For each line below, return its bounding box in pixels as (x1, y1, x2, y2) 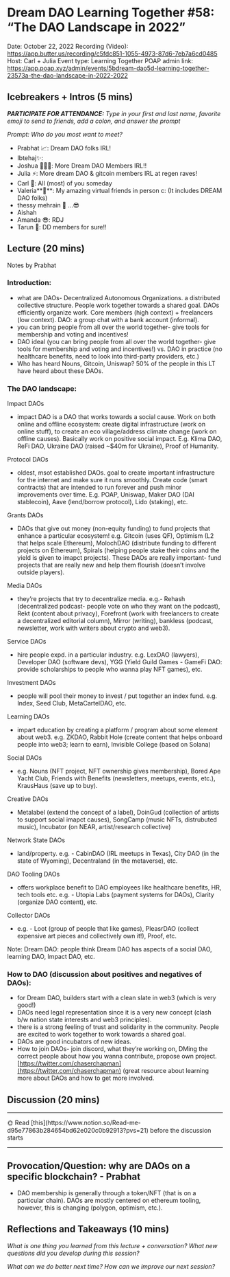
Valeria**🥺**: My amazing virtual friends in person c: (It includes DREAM (16, 186, 222, 194)
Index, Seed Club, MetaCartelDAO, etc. (16, 699, 127, 708)
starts (7, 1133, 24, 1142)
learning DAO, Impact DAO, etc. (7, 953, 95, 961)
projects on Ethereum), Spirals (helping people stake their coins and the (16, 546, 220, 554)
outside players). (16, 568, 65, 576)
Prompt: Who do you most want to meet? (7, 130, 123, 138)
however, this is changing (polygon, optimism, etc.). (16, 1203, 163, 1212)
